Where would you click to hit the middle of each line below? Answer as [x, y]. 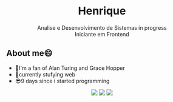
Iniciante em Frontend [102, 34]
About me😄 [29, 53]
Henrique [102, 11]
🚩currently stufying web [45, 74]
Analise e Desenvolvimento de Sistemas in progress [102, 27]
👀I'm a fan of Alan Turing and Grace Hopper [70, 68]
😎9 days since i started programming [62, 81]
